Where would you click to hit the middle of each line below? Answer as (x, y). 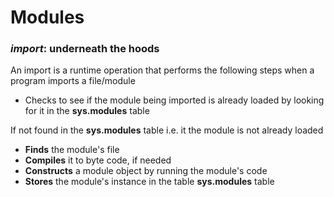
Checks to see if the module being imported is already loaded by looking (174, 100)
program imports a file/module (73, 81)
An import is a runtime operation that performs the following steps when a (162, 70)
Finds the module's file (72, 150)
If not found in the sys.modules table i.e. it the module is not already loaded (167, 130)
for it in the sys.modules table (87, 111)
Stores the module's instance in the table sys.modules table (149, 182)
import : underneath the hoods (85, 49)
